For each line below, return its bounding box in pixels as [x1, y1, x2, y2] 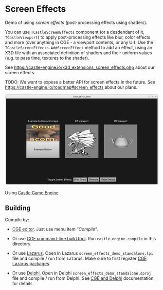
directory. [12, 241, 32, 247]
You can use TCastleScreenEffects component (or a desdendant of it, [5, 29, 145, 35]
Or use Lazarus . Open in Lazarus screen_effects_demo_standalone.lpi [12, 250, 153, 256]
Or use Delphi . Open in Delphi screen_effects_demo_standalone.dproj [12, 270, 152, 276]
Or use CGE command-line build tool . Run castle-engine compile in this [12, 236, 156, 242]
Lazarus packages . [12, 261, 51, 267]
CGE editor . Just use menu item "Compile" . [12, 226, 99, 232]
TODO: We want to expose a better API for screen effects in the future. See [5, 79, 156, 85]
